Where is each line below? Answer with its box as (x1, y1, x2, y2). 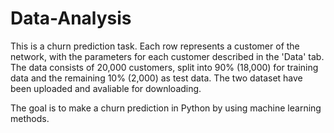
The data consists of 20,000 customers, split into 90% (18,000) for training (10, 61, 319, 73)
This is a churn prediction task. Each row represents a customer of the (10, 40, 300, 52)
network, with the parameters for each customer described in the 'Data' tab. (10, 50, 325, 62)
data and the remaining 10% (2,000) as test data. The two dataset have (10, 72, 303, 84)
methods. (10, 112, 50, 124)
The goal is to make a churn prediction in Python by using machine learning (10, 102, 322, 114)
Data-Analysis (10, 7, 132, 30)
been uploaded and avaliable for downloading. (10, 82, 202, 94)
